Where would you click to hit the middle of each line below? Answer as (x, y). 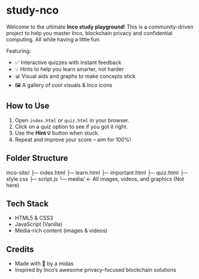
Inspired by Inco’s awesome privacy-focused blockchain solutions (95, 270)
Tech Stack (27, 203)
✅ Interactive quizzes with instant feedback (68, 62)
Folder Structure (37, 158)
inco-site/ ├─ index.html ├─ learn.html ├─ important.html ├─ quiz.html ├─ (97, 172)
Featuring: (19, 50)
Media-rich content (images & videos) (61, 231)
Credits (20, 249)
